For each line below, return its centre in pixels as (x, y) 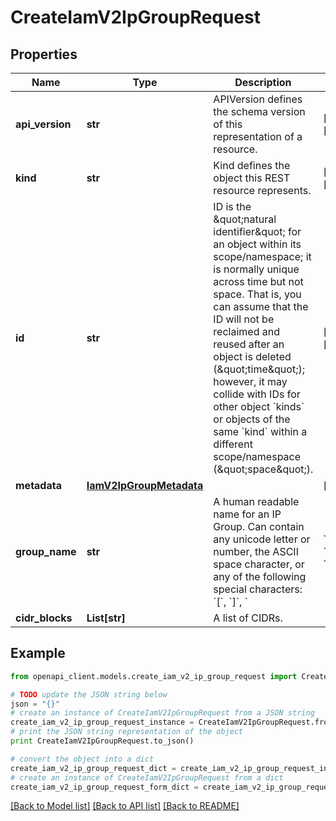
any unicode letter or (262, 539)
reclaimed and (246, 331)
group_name (46, 551)
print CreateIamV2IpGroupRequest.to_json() (102, 741)
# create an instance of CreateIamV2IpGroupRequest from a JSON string (162, 713)
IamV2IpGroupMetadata (145, 485)
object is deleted (252, 356)
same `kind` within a (260, 431)
